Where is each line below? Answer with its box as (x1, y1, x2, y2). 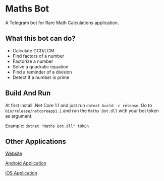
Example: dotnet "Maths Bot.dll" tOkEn (5, 123, 89, 129)
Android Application (5, 160, 47, 166)
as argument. (5, 113, 33, 119)
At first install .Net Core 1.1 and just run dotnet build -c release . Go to (5, 102, 152, 108)
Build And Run (5, 89, 51, 98)
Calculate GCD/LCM (12, 47, 54, 53)
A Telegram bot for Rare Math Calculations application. (5, 20, 119, 26)
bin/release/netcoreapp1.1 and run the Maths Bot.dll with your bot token (5, 108, 159, 114)
